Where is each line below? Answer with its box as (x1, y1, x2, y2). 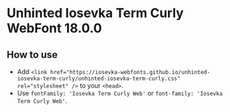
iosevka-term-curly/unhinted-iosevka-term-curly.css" (16, 75, 181, 82)
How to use (6, 49, 58, 61)
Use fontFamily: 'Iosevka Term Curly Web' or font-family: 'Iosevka (16, 89, 223, 97)
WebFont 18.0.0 (6, 20, 102, 36)
